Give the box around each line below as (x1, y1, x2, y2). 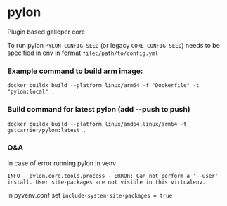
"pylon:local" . (7, 89, 55, 96)
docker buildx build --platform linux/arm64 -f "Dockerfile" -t (7, 82, 200, 89)
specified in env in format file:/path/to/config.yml (7, 49, 159, 57)
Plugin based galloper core (7, 27, 86, 36)
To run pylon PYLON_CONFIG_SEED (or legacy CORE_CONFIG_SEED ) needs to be (7, 41, 220, 49)
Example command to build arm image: (7, 66, 143, 76)
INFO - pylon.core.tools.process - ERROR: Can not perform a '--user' (7, 172, 219, 179)
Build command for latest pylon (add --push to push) (7, 105, 191, 115)
